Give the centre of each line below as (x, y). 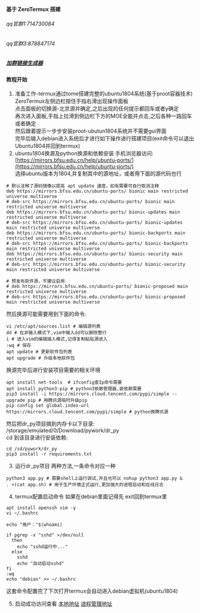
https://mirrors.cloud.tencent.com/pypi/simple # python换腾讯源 (87, 412)
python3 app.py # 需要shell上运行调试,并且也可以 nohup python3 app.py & (94, 479)
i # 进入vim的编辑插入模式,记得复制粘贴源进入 (57, 339)
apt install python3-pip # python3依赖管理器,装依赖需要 (74, 389)
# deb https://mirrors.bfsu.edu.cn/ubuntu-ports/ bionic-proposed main (97, 287)
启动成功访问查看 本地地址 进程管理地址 (63, 604)
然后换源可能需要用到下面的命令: (46, 314)
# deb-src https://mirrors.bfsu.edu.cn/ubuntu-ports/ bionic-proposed (96, 297)
